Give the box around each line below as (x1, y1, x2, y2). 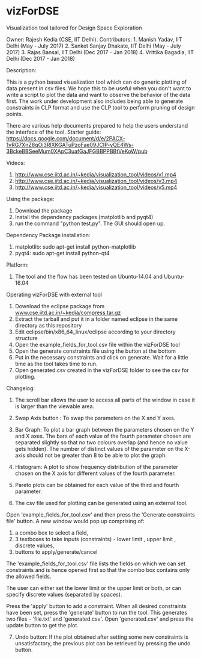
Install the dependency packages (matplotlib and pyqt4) (14, 213, 154, 220)
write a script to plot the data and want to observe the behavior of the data (6, 91, 191, 98)
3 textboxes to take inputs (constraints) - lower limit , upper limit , (14, 535, 176, 542)
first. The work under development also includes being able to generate (6, 98, 184, 105)
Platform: (6, 261, 29, 268)
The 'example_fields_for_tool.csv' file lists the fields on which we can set (6, 560, 186, 567)
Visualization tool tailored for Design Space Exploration (6, 24, 142, 31)
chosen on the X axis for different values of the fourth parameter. (14, 470, 176, 477)
